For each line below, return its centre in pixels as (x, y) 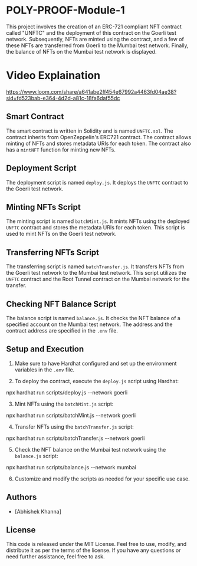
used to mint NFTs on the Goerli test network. (61, 234)
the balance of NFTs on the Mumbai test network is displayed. (81, 51)
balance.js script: (36, 456)
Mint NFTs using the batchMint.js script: (64, 404)
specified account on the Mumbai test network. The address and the (89, 324)
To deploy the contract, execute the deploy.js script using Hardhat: (96, 381)
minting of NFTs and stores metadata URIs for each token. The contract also (98, 143)
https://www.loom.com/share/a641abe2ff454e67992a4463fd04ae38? (91, 91)
